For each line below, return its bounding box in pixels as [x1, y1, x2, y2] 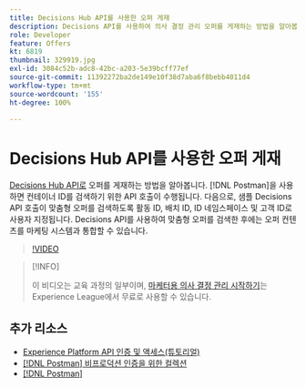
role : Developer [9, 30, 71, 39]
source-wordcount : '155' [9, 89, 104, 98]
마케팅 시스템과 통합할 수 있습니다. [25, 225, 148, 237]
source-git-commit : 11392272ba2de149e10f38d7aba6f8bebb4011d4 [9, 73, 250, 82]
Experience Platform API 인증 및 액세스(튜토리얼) [22, 347, 200, 358]
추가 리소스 [9, 321, 68, 336]
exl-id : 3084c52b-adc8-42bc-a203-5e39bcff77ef [9, 65, 189, 74]
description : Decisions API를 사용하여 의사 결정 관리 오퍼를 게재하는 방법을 [9, 22, 275, 31]
